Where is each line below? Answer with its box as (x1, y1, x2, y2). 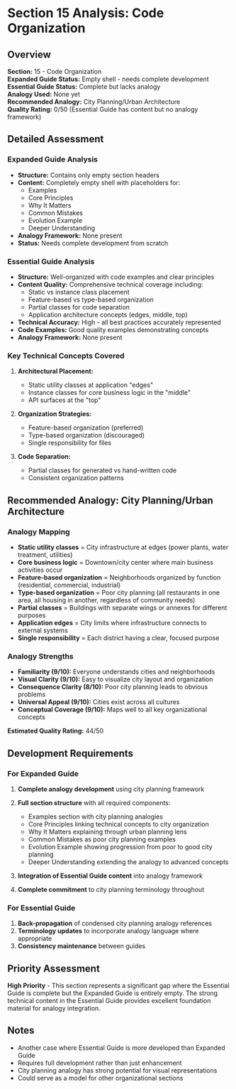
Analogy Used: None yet (7, 90, 80, 98)
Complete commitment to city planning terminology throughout (17, 885, 204, 893)
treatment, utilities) (17, 550, 73, 559)
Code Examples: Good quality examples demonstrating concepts (17, 325, 209, 334)
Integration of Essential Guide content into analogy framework (17, 871, 203, 880)
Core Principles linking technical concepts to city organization (28, 819, 209, 828)
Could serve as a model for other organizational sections (17, 1073, 184, 1082)
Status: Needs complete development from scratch (17, 238, 169, 247)
